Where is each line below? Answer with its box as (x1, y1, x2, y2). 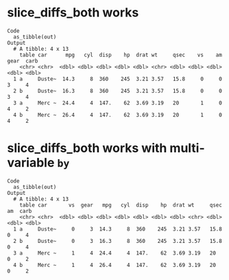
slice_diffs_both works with (7, 141, 167, 156)
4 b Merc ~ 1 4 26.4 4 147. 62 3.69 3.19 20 (13, 261, 216, 268)
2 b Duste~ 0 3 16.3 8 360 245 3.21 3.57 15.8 (13, 237, 223, 244)
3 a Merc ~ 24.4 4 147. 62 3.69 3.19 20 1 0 (13, 100, 223, 106)
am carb (7, 207, 32, 214)
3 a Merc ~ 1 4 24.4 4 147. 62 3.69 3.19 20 (13, 249, 216, 257)
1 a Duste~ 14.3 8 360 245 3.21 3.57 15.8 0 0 (13, 75, 223, 82)
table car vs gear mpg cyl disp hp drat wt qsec (19, 201, 223, 209)
